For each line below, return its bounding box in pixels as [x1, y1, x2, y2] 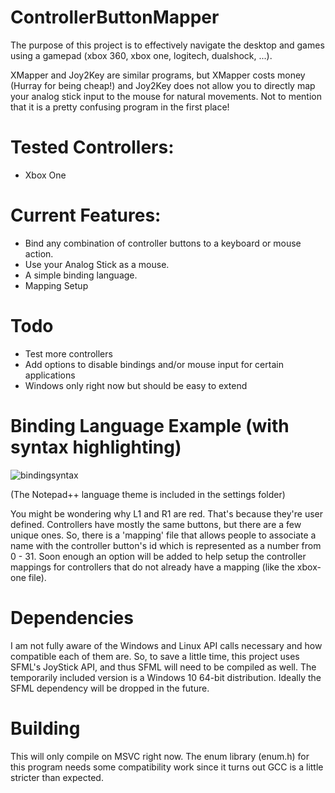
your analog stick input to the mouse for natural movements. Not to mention [10, 90, 322, 102]
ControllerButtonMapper [10, 6, 220, 29]
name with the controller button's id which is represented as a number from [10, 539, 322, 551]
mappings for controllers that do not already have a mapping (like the [10, 561, 295, 573]
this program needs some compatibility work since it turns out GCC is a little [10, 761, 324, 773]
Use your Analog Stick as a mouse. [24, 258, 170, 270]
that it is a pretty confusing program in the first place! [10, 101, 230, 113]
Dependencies [10, 606, 134, 629]
